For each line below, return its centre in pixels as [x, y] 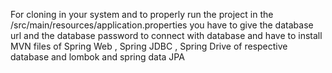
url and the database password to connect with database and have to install [166, 35]
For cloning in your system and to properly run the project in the [142, 14]
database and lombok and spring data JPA [97, 57]
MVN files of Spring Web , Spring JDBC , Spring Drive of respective [149, 46]
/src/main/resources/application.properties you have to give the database [162, 25]
